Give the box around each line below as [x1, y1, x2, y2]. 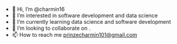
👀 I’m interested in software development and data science [11, 12, 158, 19]
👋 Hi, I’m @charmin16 [11, 6, 65, 12]
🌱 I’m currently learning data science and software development [11, 18, 172, 25]
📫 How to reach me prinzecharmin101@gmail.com [11, 32, 137, 38]
